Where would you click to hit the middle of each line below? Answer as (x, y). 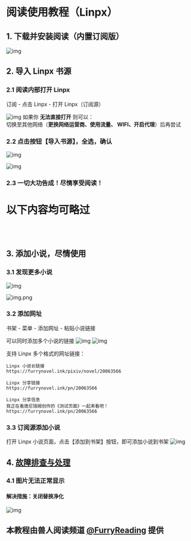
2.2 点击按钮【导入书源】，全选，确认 (59, 141)
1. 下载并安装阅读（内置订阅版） (65, 36)
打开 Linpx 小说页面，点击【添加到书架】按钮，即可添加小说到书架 (87, 442)
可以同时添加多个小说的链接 (40, 341)
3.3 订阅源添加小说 (33, 427)
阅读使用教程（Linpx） (62, 12)
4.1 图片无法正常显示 (36, 481)
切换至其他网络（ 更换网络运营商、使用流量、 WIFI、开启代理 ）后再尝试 (93, 124)
